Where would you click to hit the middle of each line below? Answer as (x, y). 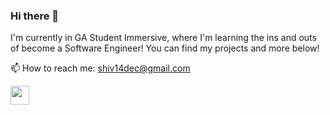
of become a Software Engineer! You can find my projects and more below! (165, 48)
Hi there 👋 (35, 16)
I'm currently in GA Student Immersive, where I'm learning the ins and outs (163, 38)
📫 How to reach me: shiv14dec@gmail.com (100, 68)
